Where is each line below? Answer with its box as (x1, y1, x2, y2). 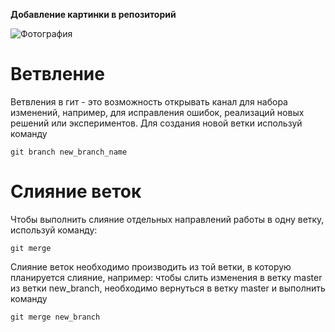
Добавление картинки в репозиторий (10, 9, 177, 20)
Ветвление (10, 63, 105, 86)
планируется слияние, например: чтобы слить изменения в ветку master (10, 271, 323, 283)
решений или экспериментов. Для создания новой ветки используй (10, 117, 303, 129)
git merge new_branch (10, 312, 101, 322)
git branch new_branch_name (10, 147, 128, 157)
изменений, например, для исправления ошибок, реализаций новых (10, 106, 305, 118)
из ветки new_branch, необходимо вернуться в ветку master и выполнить (10, 282, 326, 294)
